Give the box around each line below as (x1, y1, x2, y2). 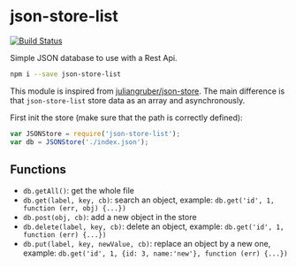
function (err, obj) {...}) (22, 204, 126, 213)
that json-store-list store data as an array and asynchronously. (10, 95, 246, 105)
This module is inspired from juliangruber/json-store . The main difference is (10, 86, 285, 96)
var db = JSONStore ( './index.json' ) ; (10, 137, 149, 147)
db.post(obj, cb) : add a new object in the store (22, 212, 197, 223)
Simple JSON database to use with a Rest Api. (10, 52, 178, 63)
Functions (10, 162, 67, 177)
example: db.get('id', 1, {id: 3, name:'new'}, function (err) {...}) (22, 248, 288, 258)
